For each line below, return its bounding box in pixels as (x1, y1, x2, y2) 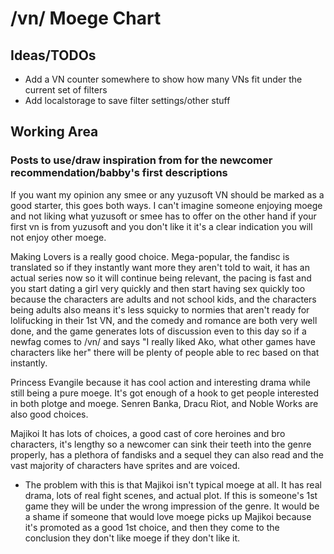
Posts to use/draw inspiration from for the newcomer (10, 153, 273, 167)
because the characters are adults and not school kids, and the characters (10, 293, 317, 305)
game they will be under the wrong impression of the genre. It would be (24, 500, 320, 512)
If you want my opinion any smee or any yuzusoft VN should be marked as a (10, 188, 325, 201)
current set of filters (24, 84, 108, 96)
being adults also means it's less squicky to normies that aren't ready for (10, 303, 310, 316)
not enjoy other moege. (10, 231, 107, 243)
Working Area (10, 123, 99, 141)
